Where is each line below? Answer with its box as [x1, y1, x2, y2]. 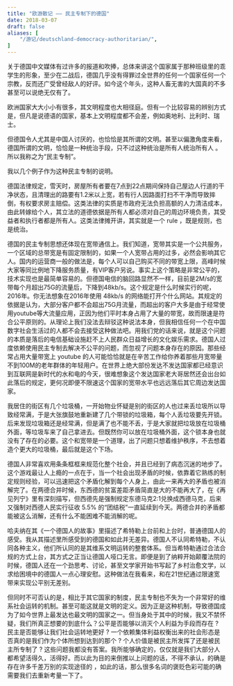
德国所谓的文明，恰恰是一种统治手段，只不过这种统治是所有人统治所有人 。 [7, 143, 222, 152]
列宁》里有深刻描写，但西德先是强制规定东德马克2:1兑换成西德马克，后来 [12, 495, 222, 502]
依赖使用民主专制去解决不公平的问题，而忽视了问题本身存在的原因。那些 [12, 344, 220, 352]
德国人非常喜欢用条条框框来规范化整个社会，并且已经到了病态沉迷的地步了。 [7, 460, 226, 468]
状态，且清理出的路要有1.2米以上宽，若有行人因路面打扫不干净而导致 [12, 191, 210, 198]
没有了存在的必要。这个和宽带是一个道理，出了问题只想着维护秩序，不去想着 [7, 437, 226, 444]
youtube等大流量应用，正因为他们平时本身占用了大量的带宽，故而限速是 [12, 309, 219, 317]
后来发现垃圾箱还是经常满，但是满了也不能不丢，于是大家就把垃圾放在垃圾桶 [7, 419, 226, 427]
